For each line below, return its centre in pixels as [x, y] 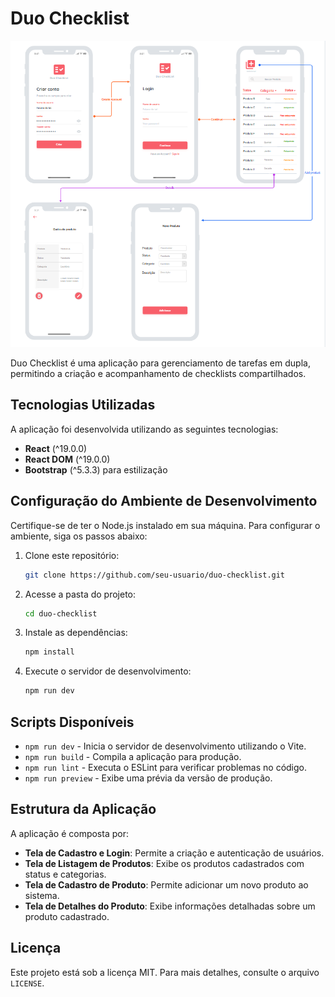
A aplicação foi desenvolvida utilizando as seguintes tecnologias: [144, 429]
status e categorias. [65, 874]
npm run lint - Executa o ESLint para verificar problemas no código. [165, 767]
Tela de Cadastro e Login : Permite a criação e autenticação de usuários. [174, 853]
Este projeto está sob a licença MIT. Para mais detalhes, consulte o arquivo [165, 972]
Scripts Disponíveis [72, 722]
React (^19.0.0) [56, 448]
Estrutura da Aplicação [83, 809]
